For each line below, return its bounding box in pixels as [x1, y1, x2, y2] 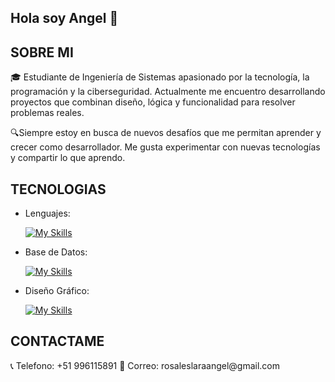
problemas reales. [10, 107, 85, 119]
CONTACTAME [10, 333, 105, 350]
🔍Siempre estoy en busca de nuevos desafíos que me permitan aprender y [10, 127, 322, 139]
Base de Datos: [24, 246, 88, 258]
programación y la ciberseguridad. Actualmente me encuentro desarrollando [10, 86, 326, 98]
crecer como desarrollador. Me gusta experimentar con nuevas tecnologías [10, 141, 321, 153]
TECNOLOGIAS [10, 181, 107, 198]
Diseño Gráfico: [24, 285, 90, 297]
